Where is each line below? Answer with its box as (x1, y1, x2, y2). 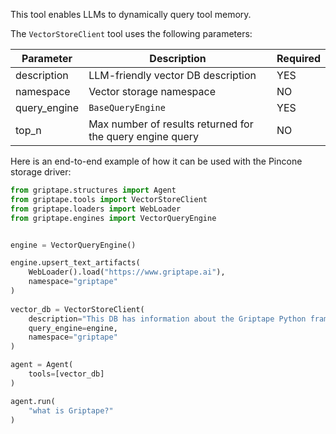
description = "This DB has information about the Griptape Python (28, 314, 307, 324)
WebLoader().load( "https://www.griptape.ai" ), (28, 267, 226, 278)
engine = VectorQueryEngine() (10, 240, 137, 250)
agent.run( (10, 396, 56, 406)
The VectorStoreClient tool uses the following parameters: (10, 28, 253, 39)
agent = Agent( (10, 360, 74, 370)
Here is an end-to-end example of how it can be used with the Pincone (10, 155, 303, 167)
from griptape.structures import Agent (10, 185, 177, 195)
